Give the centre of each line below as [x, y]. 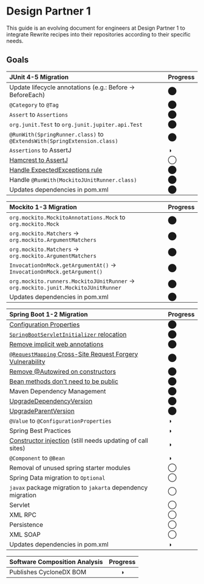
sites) [17, 448]
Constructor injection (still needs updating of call [79, 440]
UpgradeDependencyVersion [51, 401]
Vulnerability [27, 361]
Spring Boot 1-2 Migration [49, 314]
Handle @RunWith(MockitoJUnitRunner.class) [73, 180]
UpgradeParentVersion [42, 411]
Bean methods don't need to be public [64, 381]
